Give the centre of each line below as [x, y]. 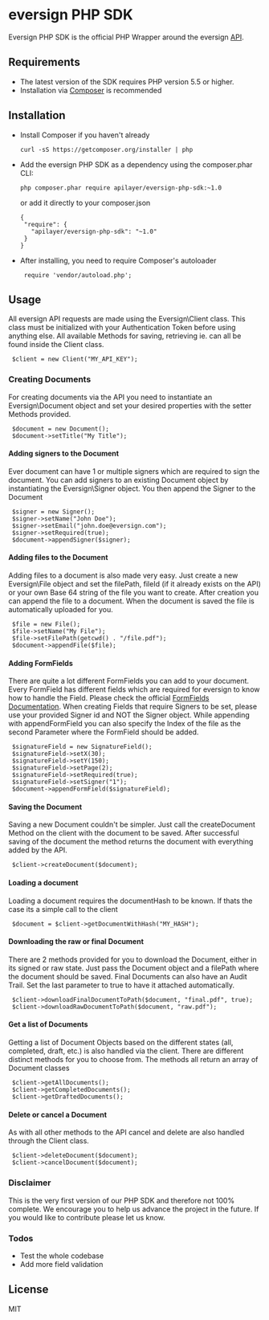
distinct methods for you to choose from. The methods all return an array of [133, 1060]
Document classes [39, 1068]
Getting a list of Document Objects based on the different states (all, [121, 1043]
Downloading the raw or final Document [76, 942]
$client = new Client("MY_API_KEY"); [75, 359]
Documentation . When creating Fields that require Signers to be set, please [133, 707]
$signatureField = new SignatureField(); [82, 747]
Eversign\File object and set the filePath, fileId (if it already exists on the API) [134, 584]
